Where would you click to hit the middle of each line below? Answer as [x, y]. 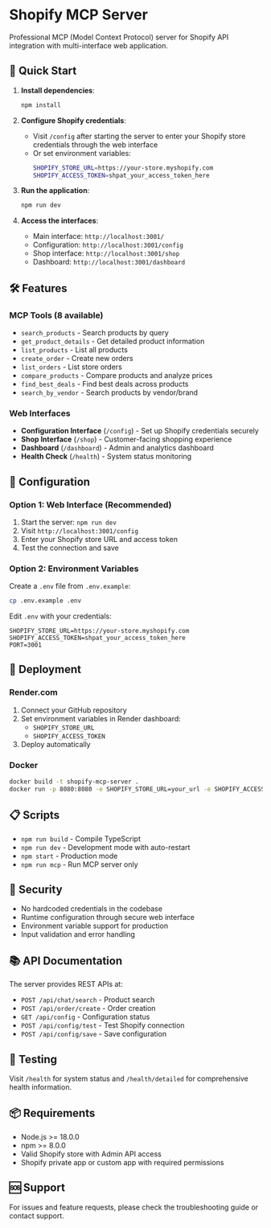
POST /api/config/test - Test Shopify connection [103, 1025]
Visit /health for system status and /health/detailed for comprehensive [129, 1078]
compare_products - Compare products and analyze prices [117, 375]
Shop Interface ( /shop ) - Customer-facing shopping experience [126, 439]
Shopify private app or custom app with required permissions [122, 1162]
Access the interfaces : [60, 221]
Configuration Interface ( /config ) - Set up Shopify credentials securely [140, 431]
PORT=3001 [26, 645]
